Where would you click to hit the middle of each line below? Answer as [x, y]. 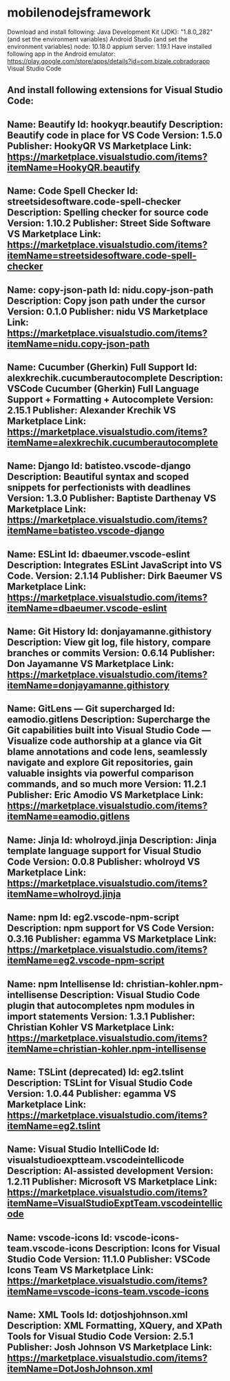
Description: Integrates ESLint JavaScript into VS [115, 565]
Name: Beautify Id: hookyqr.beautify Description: [115, 125]
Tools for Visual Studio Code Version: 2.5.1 [101, 1337]
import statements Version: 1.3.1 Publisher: [101, 1016]
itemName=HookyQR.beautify [74, 167]
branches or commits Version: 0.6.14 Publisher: [111, 653]
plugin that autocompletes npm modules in [101, 1005]
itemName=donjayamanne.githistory [88, 685]
